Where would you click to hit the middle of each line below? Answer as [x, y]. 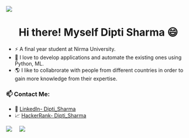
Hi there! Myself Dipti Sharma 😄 [98, 32]
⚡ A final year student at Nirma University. [65, 49]
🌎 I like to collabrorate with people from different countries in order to [99, 70]
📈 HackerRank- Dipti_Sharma [50, 116]
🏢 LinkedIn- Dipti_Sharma [45, 109]
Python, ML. [29, 63]
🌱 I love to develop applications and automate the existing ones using [98, 57]
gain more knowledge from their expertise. [66, 78]
